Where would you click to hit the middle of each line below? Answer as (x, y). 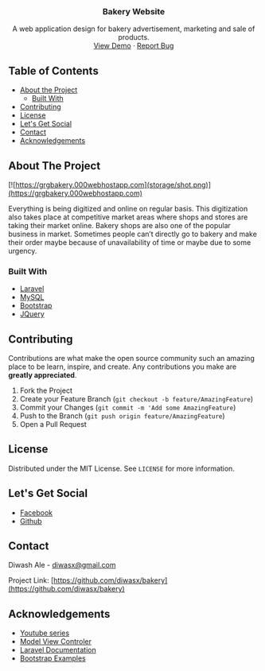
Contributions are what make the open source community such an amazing (131, 359)
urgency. (23, 250)
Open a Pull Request (53, 425)
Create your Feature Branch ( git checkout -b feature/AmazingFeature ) (136, 399)
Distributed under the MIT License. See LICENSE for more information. (121, 468)
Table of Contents (54, 70)
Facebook (36, 512)
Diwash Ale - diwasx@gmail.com (62, 565)
